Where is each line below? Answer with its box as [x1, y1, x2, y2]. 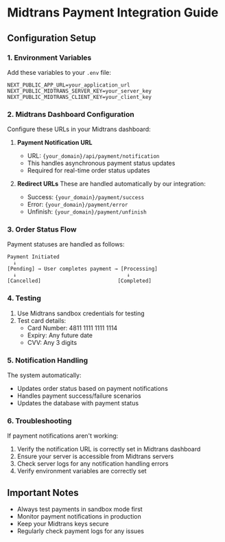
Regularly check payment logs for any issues [16, 527, 144, 535]
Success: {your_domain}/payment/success [27, 193, 145, 201]
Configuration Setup [7, 32, 97, 44]
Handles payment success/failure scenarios [16, 392, 142, 400]
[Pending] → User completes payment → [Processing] [7, 266, 158, 273]
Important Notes [7, 486, 79, 499]
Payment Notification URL [16, 139, 93, 147]
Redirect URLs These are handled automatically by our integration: [16, 180, 206, 188]
